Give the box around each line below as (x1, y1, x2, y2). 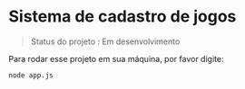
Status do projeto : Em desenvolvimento (30, 36, 181, 47)
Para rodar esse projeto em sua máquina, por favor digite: (8, 53, 224, 64)
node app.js (8, 70, 54, 80)
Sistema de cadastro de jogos (8, 6, 237, 27)
